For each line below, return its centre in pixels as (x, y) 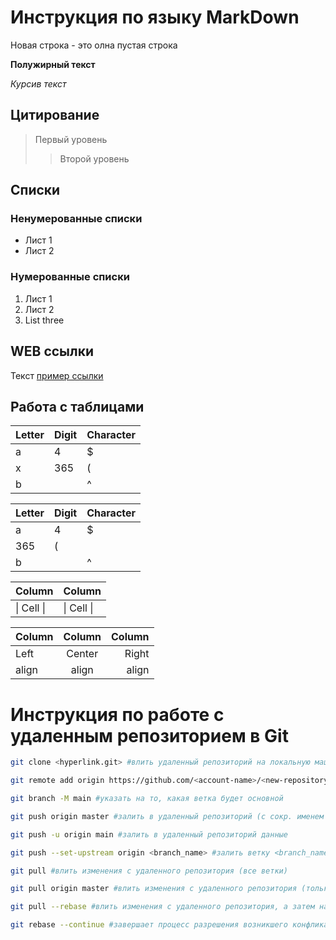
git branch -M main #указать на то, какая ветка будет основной (147, 799)
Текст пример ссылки (57, 375)
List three (44, 320)
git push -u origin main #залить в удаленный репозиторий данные (149, 834)
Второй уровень (94, 158)
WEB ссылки (52, 351)
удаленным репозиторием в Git (149, 735)
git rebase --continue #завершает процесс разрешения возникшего (149, 925)
